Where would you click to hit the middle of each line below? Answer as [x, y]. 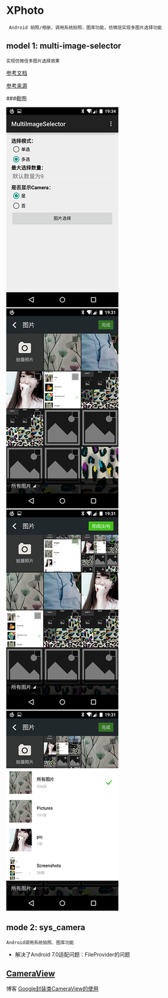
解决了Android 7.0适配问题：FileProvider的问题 [72, 954]
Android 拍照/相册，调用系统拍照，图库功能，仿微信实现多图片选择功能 [85, 28]
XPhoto [25, 11]
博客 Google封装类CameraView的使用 [52, 989]
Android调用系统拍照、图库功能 [40, 942]
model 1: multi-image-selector [64, 46]
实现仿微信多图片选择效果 [33, 61]
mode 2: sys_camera [46, 927]
